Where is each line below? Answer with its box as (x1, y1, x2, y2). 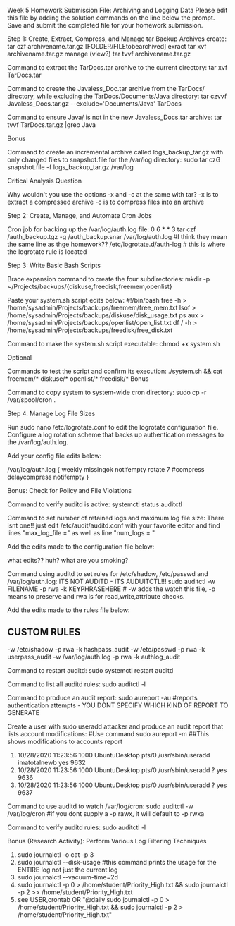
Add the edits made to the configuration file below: (7, 542, 155, 551)
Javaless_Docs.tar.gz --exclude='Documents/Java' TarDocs (7, 99, 182, 108)
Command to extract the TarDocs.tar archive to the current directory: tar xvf (7, 63, 228, 71)
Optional (7, 353, 32, 362)
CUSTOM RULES (7, 626, 81, 638)
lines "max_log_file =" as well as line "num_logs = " (7, 529, 155, 537)
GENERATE (7, 708, 40, 717)
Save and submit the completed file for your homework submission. (7, 21, 203, 29)
